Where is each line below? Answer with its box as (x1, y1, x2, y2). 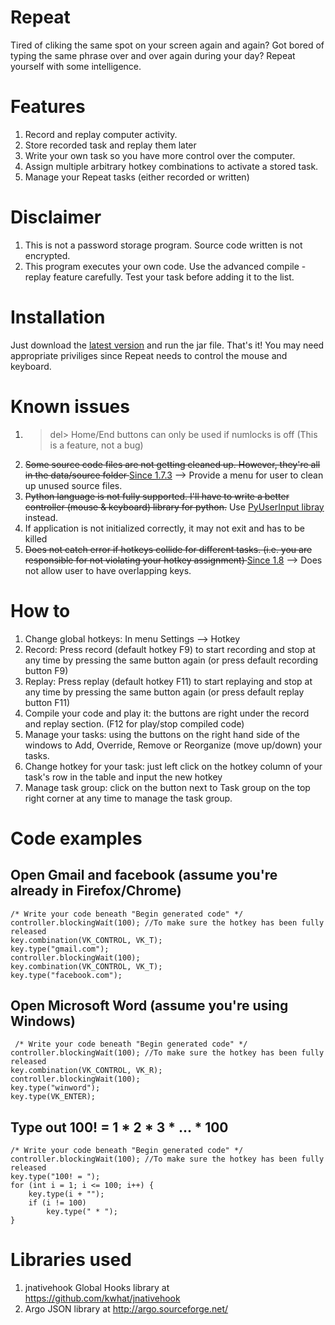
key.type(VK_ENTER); (10, 1092, 97, 1102)
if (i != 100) (28, 1198, 87, 1208)
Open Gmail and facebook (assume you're (10, 867, 278, 884)
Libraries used (10, 1249, 132, 1271)
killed (24, 532, 48, 545)
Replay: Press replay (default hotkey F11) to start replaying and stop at (24, 675, 313, 687)
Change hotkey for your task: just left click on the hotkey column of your (24, 760, 323, 772)
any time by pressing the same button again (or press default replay (24, 686, 305, 698)
